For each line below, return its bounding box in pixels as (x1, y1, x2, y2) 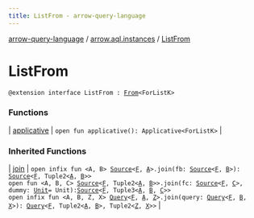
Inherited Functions (8, 146, 87, 157)
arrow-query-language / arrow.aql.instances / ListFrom (8, 34, 191, 43)
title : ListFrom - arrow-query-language (8, 11, 147, 20)
